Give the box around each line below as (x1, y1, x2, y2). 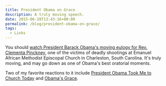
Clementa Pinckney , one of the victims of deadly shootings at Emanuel (5, 49, 152, 55)
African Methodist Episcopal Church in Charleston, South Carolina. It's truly (5, 55, 161, 60)
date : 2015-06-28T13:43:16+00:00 (5, 16, 75, 21)
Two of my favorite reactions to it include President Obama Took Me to (5, 70, 152, 75)
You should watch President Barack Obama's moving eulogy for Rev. (5, 44, 147, 50)
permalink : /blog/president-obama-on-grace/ (5, 21, 100, 26)
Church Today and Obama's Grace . (5, 75, 78, 81)
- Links (10, 30, 26, 35)
